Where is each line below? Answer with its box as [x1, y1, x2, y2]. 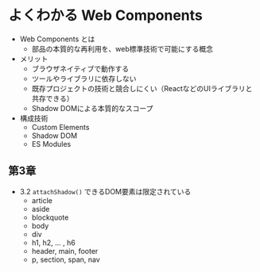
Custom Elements [31, 122, 90, 132]
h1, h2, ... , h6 [31, 238, 76, 247]
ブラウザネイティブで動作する [31, 63, 130, 73]
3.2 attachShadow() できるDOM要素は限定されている [19, 186, 192, 196]
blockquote [31, 213, 69, 222]
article [31, 195, 53, 205]
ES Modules [31, 139, 72, 148]
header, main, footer [31, 246, 99, 255]
